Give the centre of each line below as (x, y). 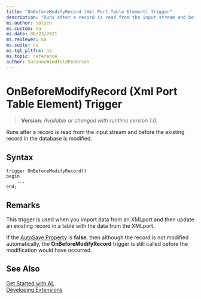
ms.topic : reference (32, 56)
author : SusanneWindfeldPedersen (48, 62)
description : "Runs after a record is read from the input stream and (96, 17)
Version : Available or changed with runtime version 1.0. (89, 121)
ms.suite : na (22, 45)
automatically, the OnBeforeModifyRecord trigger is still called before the (97, 244)
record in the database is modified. (49, 139)
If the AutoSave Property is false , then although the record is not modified (98, 237)
